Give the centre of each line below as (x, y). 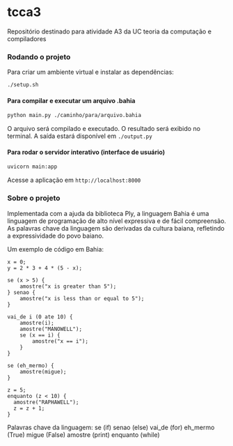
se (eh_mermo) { (31, 366)
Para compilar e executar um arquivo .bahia (71, 100)
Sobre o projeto (34, 198)
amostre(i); (37, 323)
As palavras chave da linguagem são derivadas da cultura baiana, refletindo (116, 228)
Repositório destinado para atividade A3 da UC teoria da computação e (110, 31)
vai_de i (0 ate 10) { (40, 317)
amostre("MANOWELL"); (51, 329)
